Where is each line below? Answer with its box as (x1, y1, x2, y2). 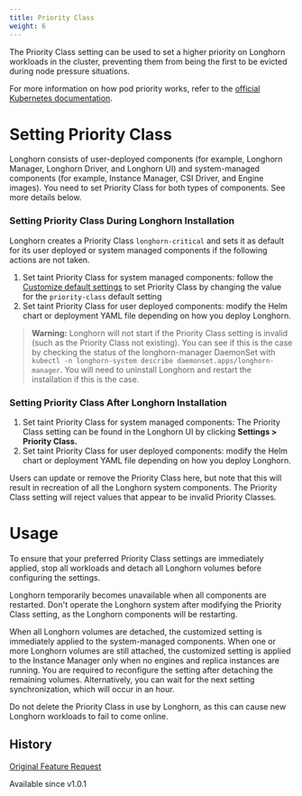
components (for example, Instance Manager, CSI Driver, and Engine (9, 173, 264, 184)
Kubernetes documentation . (9, 92, 113, 104)
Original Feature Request (9, 761, 102, 772)
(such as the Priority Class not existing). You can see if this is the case (31, 337, 293, 348)
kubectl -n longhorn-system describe (31, 356, 174, 365)
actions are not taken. (9, 254, 90, 265)
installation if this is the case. (31, 373, 140, 384)
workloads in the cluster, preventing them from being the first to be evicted (9, 56, 288, 67)
